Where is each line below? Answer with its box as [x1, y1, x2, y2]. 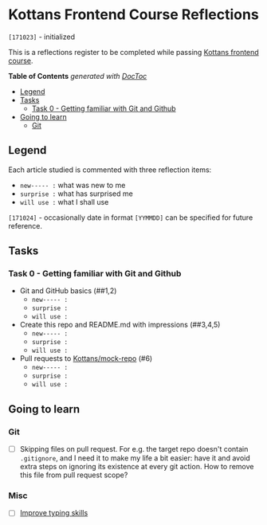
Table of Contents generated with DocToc [8, 71, 147, 80]
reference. [8, 221, 42, 230]
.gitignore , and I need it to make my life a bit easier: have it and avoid [19, 453, 251, 463]
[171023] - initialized [8, 32, 76, 41]
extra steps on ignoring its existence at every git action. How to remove [19, 462, 254, 472]
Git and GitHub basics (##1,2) [19, 286, 117, 296]
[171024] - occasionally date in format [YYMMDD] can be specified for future [8, 213, 253, 222]
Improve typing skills [19, 508, 88, 518]
